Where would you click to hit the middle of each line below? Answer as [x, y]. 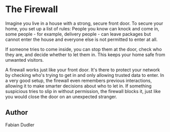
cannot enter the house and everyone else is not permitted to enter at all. [81, 39]
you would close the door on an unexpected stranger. [61, 97]
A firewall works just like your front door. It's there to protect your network [83, 70]
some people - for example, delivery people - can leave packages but [78, 34]
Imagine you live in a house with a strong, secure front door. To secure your [84, 23]
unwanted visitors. [25, 60]
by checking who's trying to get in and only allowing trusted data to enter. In [85, 75]
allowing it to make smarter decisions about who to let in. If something [78, 86]
